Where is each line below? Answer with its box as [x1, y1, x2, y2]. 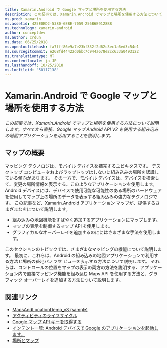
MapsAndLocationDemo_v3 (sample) [12, 306, 88, 312]
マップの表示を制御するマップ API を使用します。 [12, 223, 113, 229]
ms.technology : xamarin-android [5, 26, 72, 31]
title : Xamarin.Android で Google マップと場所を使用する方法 [5, 7, 126, 12]
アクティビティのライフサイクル [12, 312, 77, 318]
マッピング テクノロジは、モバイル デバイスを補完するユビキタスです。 [5, 163, 151, 169]
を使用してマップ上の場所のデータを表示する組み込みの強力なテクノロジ [5, 193, 153, 199]
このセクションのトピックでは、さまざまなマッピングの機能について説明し [5, 246, 158, 252]
